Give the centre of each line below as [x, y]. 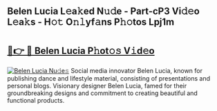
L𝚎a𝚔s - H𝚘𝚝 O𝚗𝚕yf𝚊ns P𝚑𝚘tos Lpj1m [91, 22]
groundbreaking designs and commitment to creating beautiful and [103, 93]
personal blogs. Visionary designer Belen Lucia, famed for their [97, 86]
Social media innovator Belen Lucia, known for [136, 71]
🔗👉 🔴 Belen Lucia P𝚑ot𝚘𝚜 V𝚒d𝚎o [81, 51]
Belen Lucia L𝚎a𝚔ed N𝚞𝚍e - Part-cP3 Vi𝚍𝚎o [104, 11]
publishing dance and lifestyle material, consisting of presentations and [109, 78]
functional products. [36, 100]
